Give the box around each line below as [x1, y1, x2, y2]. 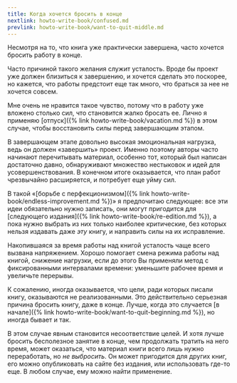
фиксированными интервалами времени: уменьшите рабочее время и [7, 264, 223, 272]
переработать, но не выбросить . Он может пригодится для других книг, [7, 352, 227, 361]
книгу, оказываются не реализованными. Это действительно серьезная [7, 293, 228, 302]
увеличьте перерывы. [7, 272, 74, 280]
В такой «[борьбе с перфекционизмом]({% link [7, 190, 150, 198]
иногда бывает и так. [7, 315, 71, 325]
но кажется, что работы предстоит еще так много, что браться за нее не [7, 80, 229, 88]
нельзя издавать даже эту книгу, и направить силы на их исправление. [7, 228, 226, 236]
